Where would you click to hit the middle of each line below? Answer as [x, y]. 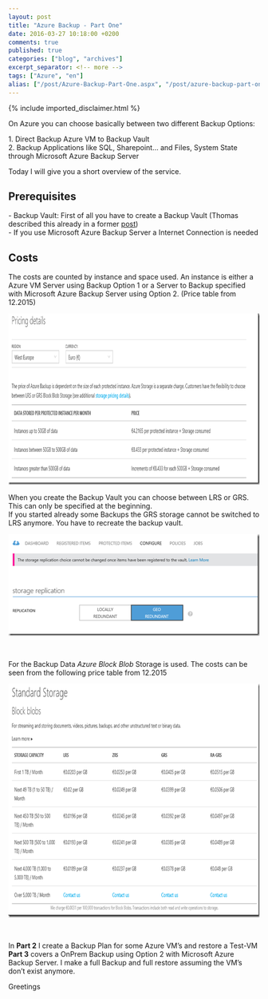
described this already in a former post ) [73, 224]
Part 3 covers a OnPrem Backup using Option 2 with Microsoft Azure [121, 954]
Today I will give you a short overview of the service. [95, 171]
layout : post [30, 17]
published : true [35, 51]
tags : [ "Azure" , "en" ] [46, 76]
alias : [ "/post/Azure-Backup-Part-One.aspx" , [85, 84]
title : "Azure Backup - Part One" [66, 25]
